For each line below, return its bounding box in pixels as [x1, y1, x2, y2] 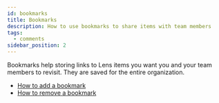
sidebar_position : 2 [7, 42, 67, 49]
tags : [7, 29, 23, 36]
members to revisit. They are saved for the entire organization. [7, 68, 185, 76]
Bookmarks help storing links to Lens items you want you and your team [7, 61, 213, 69]
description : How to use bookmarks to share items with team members [7, 23, 212, 30]
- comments [13, 36, 45, 43]
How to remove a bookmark [17, 89, 97, 97]
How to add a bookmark [17, 82, 86, 89]
